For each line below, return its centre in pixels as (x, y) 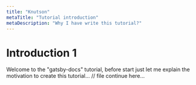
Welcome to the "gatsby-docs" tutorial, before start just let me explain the (98, 69)
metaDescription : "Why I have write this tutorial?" (74, 23)
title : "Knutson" (28, 12)
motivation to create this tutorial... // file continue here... (76, 76)
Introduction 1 (42, 53)
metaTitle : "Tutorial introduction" (52, 17)
